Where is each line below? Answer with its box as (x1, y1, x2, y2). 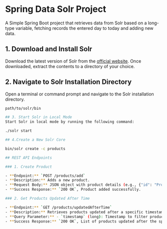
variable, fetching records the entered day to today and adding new (15, 25, 154, 31)
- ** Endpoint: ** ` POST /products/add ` (5, 173, 85, 178)
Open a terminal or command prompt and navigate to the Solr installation (5, 91, 154, 97)
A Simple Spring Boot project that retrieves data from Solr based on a (5, 20, 147, 26)
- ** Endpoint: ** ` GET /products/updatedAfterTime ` (5, 205, 112, 210)
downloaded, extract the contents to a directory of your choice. (5, 63, 135, 69)
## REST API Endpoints (5, 155, 52, 160)
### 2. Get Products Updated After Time (5, 196, 90, 201)
